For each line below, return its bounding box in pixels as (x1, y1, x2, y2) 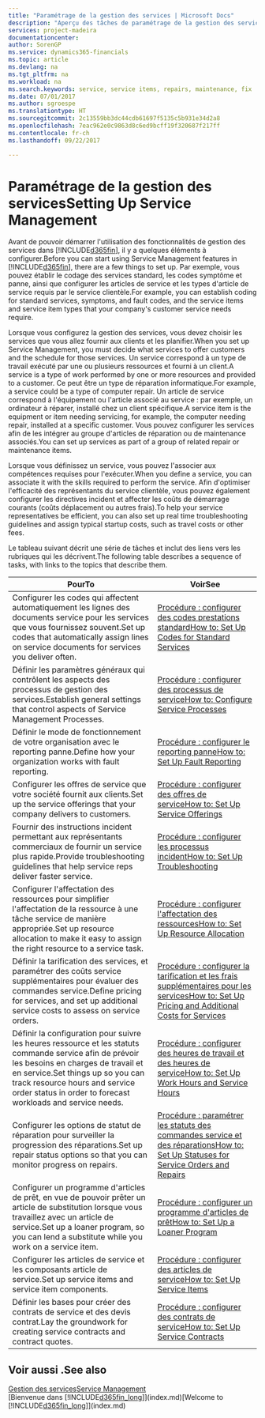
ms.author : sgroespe (8, 100, 77, 107)
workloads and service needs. (12, 1097, 124, 1108)
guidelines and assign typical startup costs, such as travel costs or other (8, 519, 244, 530)
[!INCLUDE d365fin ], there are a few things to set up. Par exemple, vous (8, 262, 241, 272)
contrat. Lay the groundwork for (12, 1317, 129, 1328)
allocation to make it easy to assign (12, 933, 142, 945)
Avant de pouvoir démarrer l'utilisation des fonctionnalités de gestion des (8, 237, 246, 247)
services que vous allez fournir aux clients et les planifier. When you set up (8, 337, 250, 346)
